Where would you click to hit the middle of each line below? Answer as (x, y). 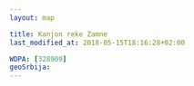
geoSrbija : (30, 67)
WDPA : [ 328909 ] (38, 59)
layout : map (32, 18)
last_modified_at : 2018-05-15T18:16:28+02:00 (97, 43)
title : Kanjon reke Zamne (58, 34)
